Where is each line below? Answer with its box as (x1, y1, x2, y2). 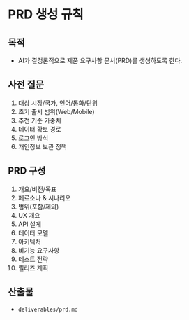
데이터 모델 (17, 228, 49, 237)
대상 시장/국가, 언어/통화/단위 (17, 99, 98, 107)
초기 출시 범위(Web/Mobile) (17, 107, 95, 116)
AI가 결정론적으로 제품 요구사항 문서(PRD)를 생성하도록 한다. (17, 57, 183, 64)
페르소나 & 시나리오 (17, 193, 71, 202)
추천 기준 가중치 (17, 116, 61, 125)
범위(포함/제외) (17, 202, 59, 211)
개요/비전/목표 (17, 185, 57, 193)
